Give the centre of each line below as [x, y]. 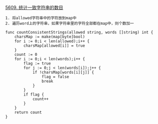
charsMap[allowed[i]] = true [54, 46]
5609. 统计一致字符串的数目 [34, 7]
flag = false [55, 77]
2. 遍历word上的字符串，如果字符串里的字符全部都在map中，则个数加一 [70, 23]
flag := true [37, 64]
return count [28, 112]
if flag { [34, 95]
